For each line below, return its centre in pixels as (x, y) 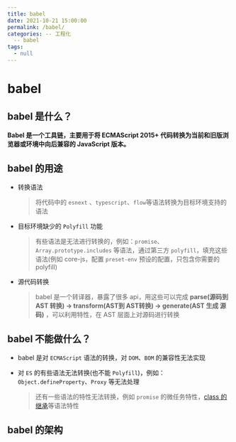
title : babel (27, 14)
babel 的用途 (35, 169)
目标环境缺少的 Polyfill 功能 (60, 226)
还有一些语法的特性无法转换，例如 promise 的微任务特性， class (127, 397)
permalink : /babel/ (36, 27)
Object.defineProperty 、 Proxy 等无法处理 (78, 382)
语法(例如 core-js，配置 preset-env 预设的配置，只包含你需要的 (127, 259)
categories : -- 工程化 (39, 34)
